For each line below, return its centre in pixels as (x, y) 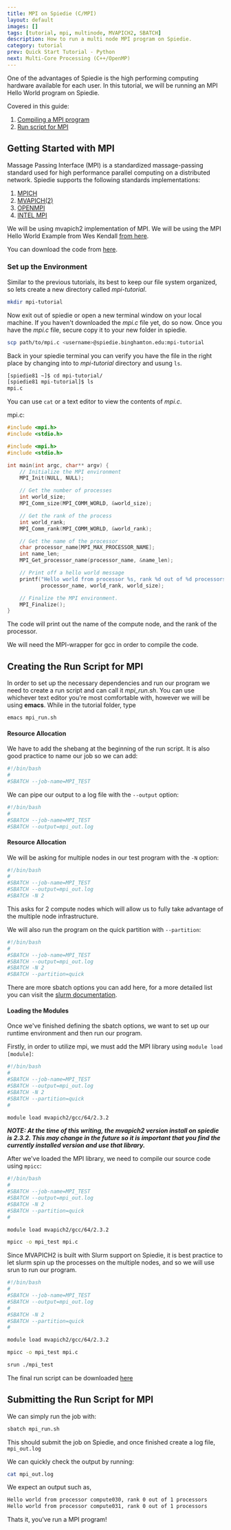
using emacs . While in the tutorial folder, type (71, 705)
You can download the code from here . (63, 249)
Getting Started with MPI (61, 149)
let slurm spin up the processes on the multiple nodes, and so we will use (111, 1262)
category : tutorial (35, 46)
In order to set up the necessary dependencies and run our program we (109, 683)
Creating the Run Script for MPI (75, 666)
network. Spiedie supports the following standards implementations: (104, 179)
